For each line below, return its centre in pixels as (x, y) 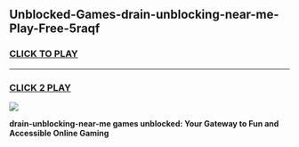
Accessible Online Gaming (59, 133)
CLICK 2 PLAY (40, 87)
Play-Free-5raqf (55, 29)
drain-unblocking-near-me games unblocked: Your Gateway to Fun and (144, 123)
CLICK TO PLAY (44, 54)
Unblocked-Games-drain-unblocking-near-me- (144, 15)
